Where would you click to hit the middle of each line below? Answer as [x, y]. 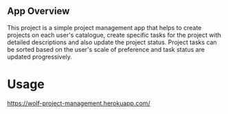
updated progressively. [39, 57]
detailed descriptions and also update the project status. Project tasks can [112, 42]
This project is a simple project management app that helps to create [104, 27]
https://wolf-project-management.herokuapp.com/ [79, 103]
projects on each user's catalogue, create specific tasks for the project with [114, 35]
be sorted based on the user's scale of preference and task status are [106, 49]
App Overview [38, 11]
